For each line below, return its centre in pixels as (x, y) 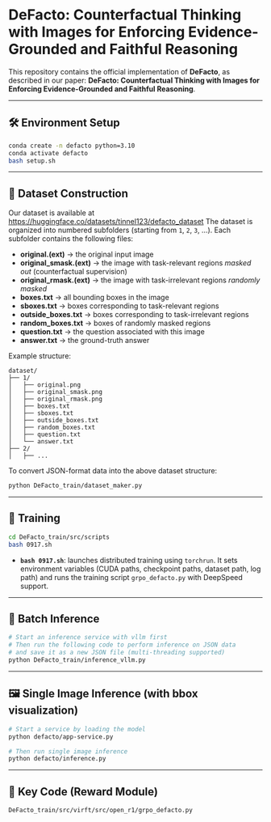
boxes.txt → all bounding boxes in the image (94, 298)
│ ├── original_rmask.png (56, 399)
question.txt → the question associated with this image (113, 332)
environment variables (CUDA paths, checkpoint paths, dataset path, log (140, 569)
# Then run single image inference (68, 751)
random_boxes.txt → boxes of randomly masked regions (115, 323)
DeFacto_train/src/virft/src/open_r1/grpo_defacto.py (101, 811)
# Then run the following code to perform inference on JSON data (122, 645)
